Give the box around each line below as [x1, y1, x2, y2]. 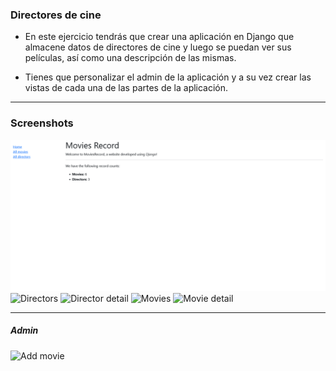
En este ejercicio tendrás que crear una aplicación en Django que [24, 31, 295, 43]
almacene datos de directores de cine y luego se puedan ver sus [24, 41, 292, 53]
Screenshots [10, 116, 74, 130]
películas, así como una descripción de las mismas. [24, 52, 237, 64]
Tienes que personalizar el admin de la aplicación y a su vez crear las [24, 71, 312, 83]
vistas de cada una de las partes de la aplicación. [24, 82, 229, 94]
